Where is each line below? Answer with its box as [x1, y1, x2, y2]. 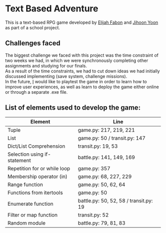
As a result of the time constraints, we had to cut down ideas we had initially [5, 68, 160, 74]
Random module [7, 219, 46, 226]
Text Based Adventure [5, 3, 99, 14]
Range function [7, 181, 43, 188]
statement [7, 157, 31, 164]
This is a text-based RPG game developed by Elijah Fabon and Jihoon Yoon [5, 19, 159, 25]
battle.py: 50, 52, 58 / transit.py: [78, 197, 153, 204]
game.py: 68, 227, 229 [78, 173, 132, 180]
